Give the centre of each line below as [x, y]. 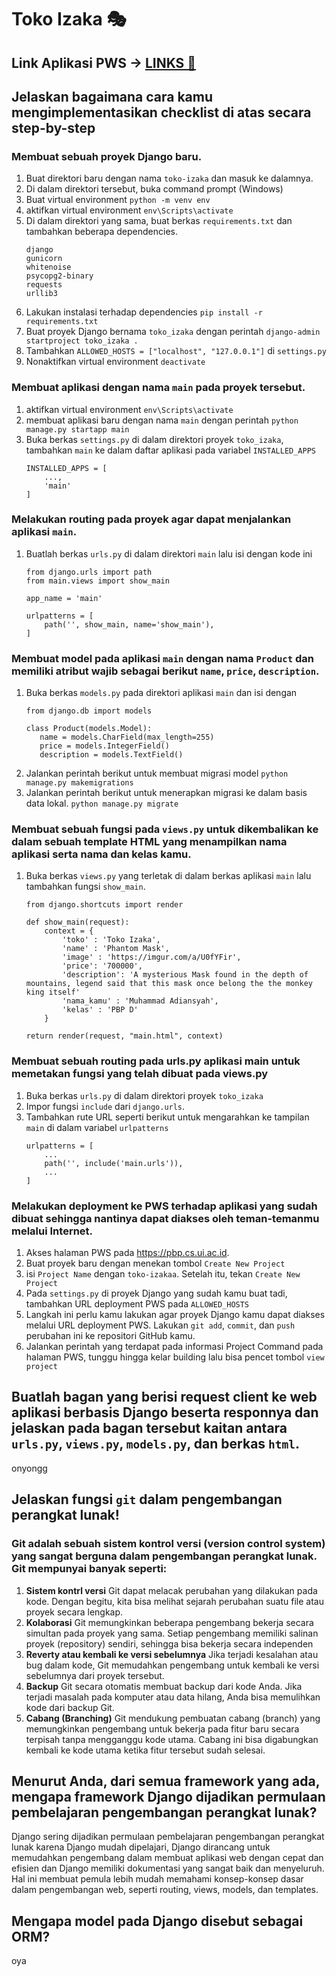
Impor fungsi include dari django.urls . [105, 1106]
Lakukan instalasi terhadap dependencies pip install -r [144, 312]
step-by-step [53, 127]
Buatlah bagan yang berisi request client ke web [164, 1397]
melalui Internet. [52, 1231]
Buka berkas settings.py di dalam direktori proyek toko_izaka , [154, 439]
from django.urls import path [89, 572]
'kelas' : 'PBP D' [100, 1010]
